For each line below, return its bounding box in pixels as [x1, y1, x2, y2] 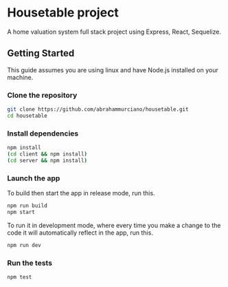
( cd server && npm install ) [7, 157, 88, 164]
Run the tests [7, 258, 53, 268]
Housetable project [7, 5, 119, 21]
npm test [7, 273, 32, 280]
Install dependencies [7, 129, 79, 138]
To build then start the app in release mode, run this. [7, 189, 156, 198]
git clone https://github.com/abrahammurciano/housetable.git [7, 106, 189, 113]
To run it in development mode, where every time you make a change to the [7, 221, 221, 229]
